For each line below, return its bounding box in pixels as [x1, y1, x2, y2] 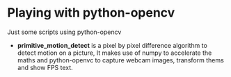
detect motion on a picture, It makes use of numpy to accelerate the [17, 49, 212, 57]
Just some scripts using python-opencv [7, 28, 122, 36]
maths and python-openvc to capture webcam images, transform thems [17, 55, 224, 64]
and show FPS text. [17, 63, 73, 71]
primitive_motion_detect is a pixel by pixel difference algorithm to [17, 41, 207, 49]
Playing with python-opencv [7, 5, 175, 21]
